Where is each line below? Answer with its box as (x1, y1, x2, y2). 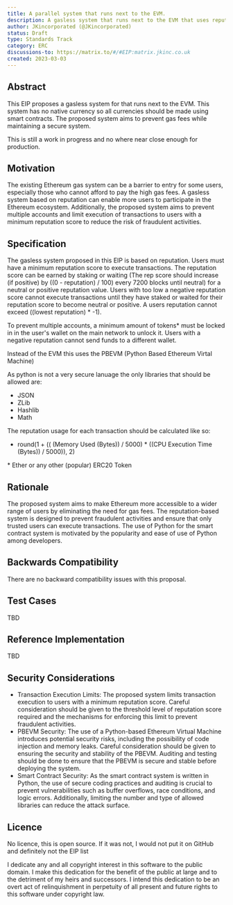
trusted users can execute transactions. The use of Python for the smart (7, 522, 214, 530)
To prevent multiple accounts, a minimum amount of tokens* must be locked (7, 321, 225, 330)
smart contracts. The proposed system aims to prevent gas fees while (7, 114, 207, 122)
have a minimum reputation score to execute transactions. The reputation (7, 264, 217, 272)
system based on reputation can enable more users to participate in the (7, 196, 212, 204)
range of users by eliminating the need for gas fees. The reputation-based (7, 507, 220, 515)
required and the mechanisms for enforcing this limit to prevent (17, 713, 198, 721)
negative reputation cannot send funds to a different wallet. (7, 336, 177, 344)
